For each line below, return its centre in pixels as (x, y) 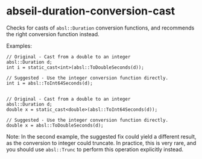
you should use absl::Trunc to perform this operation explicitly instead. (95, 149)
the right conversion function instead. (53, 34)
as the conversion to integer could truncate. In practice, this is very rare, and (101, 143)
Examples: (19, 46)
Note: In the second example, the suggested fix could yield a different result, (101, 136)
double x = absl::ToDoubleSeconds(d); (55, 125)
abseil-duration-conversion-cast (91, 11)
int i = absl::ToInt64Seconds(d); (50, 83)
